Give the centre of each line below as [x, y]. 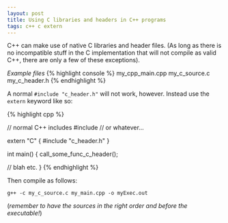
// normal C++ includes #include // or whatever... [76, 128]
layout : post [26, 13]
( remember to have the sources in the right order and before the [97, 206]
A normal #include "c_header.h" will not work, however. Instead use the [108, 94]
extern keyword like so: [40, 101]
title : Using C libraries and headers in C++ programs [87, 20]
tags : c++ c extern [35, 26]
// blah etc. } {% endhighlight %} [53, 168]
